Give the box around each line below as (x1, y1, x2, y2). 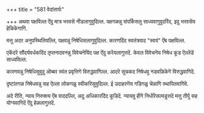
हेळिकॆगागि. (6, 25, 27, 32)
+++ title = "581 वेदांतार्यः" (6, 6, 64, 13)
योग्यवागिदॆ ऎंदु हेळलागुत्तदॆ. (6, 99, 56, 106)
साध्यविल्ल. (6, 56, 27, 63)
